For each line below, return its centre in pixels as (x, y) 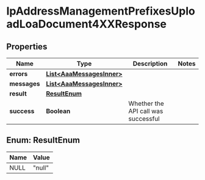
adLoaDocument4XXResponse (86, 24)
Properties (27, 47)
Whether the (146, 103)
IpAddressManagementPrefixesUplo (101, 11)
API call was (146, 111)
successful (144, 119)
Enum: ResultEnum (43, 140)
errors (19, 74)
